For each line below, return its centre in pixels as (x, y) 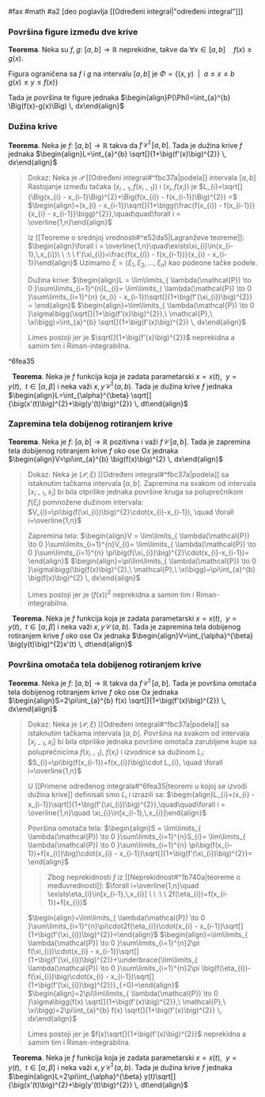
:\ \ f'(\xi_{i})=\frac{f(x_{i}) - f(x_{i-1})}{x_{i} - (138, 254)
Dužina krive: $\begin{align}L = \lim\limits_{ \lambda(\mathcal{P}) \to (139, 279)
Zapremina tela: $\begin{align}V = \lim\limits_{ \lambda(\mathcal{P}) (139, 536)
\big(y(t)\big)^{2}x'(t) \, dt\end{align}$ (70, 644)
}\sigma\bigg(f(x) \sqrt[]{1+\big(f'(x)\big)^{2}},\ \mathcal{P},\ (127, 1002)
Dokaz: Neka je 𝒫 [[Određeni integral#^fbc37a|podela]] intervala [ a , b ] (142, 178)
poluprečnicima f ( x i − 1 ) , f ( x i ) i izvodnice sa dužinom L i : (116, 753)
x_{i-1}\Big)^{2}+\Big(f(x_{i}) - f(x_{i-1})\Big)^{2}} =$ (152, 197)
